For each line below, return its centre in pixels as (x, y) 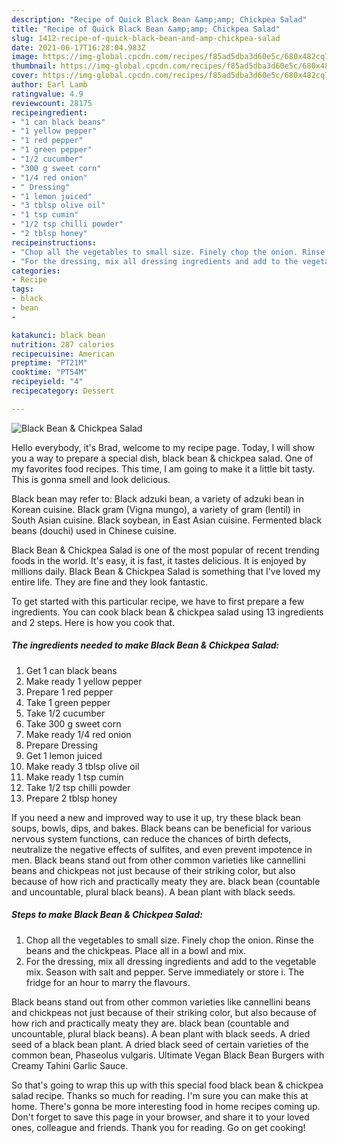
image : (25, 57)
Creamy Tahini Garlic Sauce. (70, 1065)
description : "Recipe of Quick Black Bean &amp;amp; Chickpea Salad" (159, 19)
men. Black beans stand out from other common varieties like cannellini (158, 860)
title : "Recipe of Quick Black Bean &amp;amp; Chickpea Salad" (146, 29)
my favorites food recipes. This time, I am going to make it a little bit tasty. (163, 468)
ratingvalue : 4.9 (47, 94)
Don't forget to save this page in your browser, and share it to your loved (160, 1117)
